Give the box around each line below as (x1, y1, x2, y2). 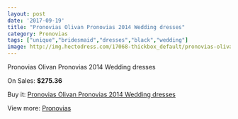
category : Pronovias (7, 30, 69, 38)
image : (7, 43, 27, 50)
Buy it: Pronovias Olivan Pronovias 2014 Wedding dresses (7, 90, 176, 98)
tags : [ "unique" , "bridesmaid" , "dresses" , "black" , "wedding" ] (7, 37, 189, 44)
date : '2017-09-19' (7, 17, 65, 24)
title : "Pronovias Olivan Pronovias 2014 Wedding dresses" (7, 23, 186, 30)
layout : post (7, 10, 46, 18)
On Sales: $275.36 (7, 76, 62, 85)
